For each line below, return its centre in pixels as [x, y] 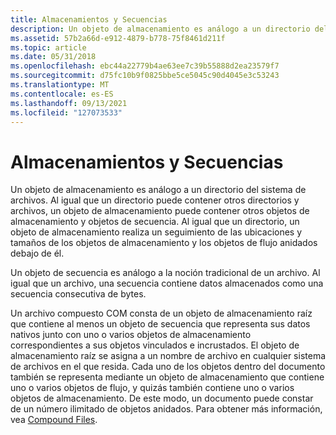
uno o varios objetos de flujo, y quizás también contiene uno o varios [152, 388]
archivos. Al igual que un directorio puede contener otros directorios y [155, 200]
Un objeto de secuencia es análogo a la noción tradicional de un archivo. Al [165, 273]
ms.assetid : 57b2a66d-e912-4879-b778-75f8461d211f [118, 38]
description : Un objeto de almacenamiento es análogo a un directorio [160, 29]
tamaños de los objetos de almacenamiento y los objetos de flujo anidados [164, 243]
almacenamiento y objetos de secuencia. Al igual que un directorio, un [155, 222]
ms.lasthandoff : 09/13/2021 [69, 103]
